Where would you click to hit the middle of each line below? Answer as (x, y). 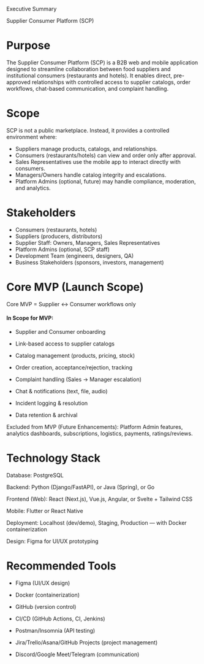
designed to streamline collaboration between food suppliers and (89, 69)
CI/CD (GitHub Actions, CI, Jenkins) (60, 619)
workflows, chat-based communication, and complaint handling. (88, 88)
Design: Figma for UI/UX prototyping (53, 541)
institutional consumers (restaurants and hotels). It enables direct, (89, 75)
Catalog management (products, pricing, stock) (75, 355)
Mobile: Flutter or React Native (45, 511)
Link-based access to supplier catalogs (65, 344)
